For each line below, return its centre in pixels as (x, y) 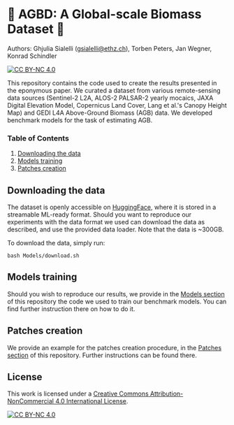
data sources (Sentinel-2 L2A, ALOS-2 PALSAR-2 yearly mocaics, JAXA (110, 98)
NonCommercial (31, 401)
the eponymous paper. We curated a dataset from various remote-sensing (114, 90)
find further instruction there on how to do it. (71, 309)
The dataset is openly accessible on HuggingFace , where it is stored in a (112, 207)
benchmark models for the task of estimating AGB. (80, 120)
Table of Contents (38, 138)
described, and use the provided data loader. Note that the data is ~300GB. (116, 229)
